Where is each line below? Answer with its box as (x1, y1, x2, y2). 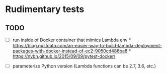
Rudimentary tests (5, 4, 85, 15)
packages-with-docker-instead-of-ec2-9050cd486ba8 (12, 48, 128, 54)
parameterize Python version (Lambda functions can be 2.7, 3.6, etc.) (12, 63, 156, 69)
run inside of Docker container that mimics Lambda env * (12, 37, 131, 43)
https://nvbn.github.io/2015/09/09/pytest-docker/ (12, 53, 116, 59)
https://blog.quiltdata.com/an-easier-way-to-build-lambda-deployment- (12, 43, 162, 49)
